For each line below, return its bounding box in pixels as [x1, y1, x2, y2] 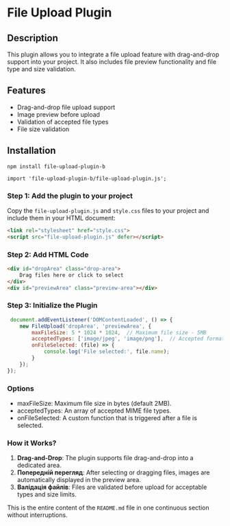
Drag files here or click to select [19, 271, 125, 279]
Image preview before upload [16, 110, 101, 118]
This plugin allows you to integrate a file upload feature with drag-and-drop [7, 50, 220, 58]
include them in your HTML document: [7, 214, 116, 222]
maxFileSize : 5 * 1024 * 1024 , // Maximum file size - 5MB [31, 329, 207, 336]
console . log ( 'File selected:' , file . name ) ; [43, 348, 170, 355]
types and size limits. [16, 490, 77, 499]
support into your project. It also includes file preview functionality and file [7, 58, 217, 66]
